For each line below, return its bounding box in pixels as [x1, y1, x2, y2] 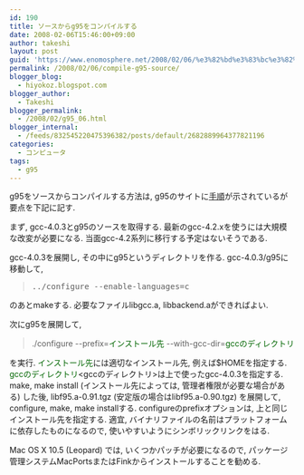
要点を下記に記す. [9, 202, 76, 213]
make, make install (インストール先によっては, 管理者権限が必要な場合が [9, 380, 278, 391]
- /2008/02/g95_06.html [17, 114, 107, 123]
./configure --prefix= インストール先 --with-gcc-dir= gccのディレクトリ [31, 338, 295, 349]
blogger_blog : [9, 73, 63, 82]
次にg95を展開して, [9, 319, 82, 330]
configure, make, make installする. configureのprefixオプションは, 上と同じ [9, 402, 289, 413]
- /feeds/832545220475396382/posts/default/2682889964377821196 [17, 131, 265, 141]
